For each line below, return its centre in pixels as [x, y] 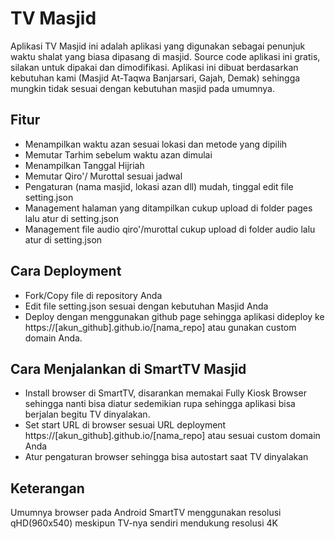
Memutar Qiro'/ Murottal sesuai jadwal [103, 176]
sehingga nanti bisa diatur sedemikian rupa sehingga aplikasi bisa [160, 404]
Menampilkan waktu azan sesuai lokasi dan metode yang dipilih [156, 144]
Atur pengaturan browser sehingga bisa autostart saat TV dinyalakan [166, 457]
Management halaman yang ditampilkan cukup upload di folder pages [168, 208]
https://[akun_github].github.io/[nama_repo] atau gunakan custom [160, 327]
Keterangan [47, 488]
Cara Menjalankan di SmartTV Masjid [128, 368]
